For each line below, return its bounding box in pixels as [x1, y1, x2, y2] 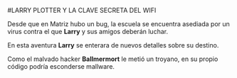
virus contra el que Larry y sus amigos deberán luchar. [7, 28, 169, 35]
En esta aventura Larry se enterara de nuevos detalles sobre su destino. [7, 41, 219, 49]
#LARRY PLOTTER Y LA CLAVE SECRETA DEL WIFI [7, 6, 157, 14]
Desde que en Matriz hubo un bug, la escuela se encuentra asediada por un [7, 20, 230, 28]
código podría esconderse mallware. [7, 62, 115, 70]
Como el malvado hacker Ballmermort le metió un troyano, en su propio [7, 55, 218, 63]
